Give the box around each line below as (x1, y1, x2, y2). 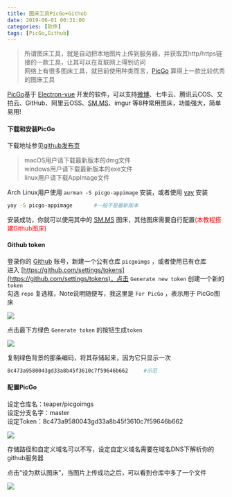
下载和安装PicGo (7, 124, 55, 133)
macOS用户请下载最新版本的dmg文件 (24, 156, 132, 165)
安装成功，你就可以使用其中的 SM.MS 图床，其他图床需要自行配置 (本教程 (7, 216, 216, 224)
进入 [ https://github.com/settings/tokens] (7, 265, 125, 274)
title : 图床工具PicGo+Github (7, 10, 87, 17)
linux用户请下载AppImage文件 (24, 174, 110, 182)
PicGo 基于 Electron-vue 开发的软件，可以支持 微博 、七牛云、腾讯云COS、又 (7, 90, 223, 99)
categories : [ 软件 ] (7, 23, 62, 30)
